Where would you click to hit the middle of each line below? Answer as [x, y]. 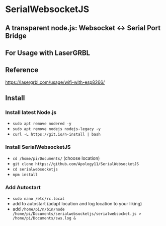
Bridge [16, 36]
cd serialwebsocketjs [35, 169]
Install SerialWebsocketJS [38, 147]
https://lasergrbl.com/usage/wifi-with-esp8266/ [55, 82]
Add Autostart [23, 187]
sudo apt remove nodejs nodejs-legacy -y [56, 129]
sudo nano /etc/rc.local [38, 199]
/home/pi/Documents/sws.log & [44, 218]
